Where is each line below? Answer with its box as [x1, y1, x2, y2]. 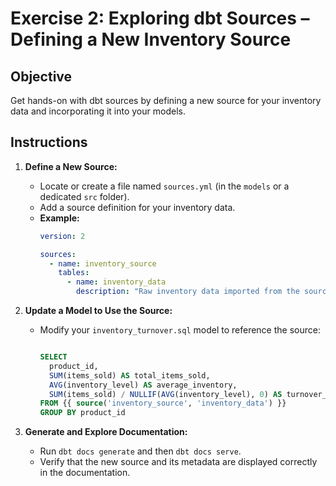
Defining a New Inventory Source [10, 28, 292, 51]
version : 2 [39, 231, 86, 241]
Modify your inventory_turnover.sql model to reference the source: [39, 324, 321, 336]
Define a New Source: [24, 160, 118, 172]
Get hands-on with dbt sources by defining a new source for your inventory [10, 95, 322, 106]
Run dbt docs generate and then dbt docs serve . [39, 445, 242, 457]
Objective [10, 68, 73, 85]
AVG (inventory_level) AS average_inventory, [48, 380, 238, 390]
